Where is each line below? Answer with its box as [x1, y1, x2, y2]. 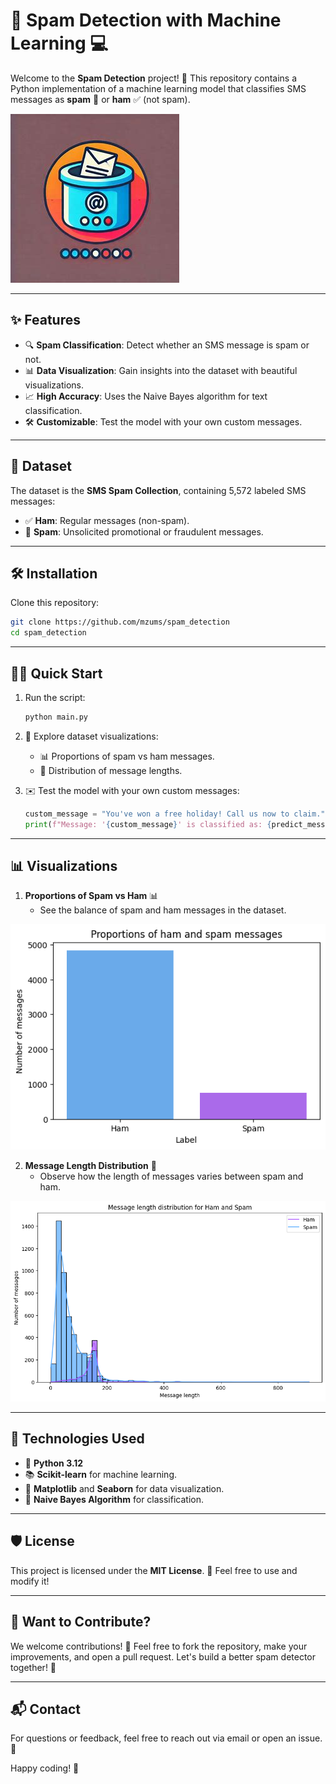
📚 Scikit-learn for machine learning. [24, 1468, 178, 1480]
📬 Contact [10, 1700, 81, 1718]
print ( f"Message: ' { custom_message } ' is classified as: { [24, 819, 272, 829]
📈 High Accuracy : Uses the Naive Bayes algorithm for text [24, 390, 268, 402]
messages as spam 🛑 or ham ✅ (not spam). [10, 93, 191, 105]
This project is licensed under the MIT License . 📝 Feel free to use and [10, 1564, 298, 1576]
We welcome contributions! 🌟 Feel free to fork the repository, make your [10, 1640, 308, 1652]
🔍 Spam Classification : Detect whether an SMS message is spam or [24, 339, 310, 351]
